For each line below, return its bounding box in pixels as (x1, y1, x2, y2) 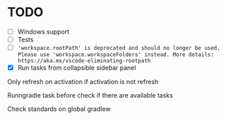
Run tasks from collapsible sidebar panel (17, 64, 136, 72)
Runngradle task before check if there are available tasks (7, 91, 173, 100)
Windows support (17, 27, 70, 36)
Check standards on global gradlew (7, 105, 111, 113)
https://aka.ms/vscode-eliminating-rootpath (17, 58, 151, 65)
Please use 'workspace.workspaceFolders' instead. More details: (17, 51, 214, 58)
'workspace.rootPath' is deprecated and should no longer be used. (17, 45, 220, 52)
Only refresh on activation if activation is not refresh (7, 78, 159, 86)
